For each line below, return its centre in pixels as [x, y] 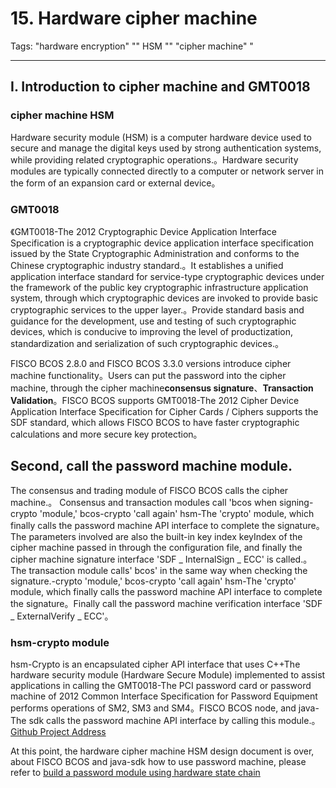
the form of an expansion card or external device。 [115, 183]
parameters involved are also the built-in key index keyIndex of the [165, 536]
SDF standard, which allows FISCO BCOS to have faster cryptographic [155, 422]
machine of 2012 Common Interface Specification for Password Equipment [164, 696]
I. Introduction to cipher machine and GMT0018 [160, 87]
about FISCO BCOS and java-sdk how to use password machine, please [158, 762]
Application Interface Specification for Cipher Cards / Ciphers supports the [164, 411]
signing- [296, 502]
